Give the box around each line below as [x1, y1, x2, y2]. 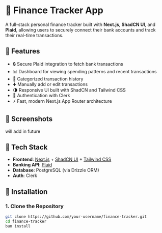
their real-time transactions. [5, 32, 64, 38]
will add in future [5, 128, 41, 134]
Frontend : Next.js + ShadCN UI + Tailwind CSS [12, 156, 112, 162]
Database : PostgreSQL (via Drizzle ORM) [12, 167, 99, 173]
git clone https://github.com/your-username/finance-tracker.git [5, 214, 147, 219]
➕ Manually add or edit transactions [12, 81, 88, 87]
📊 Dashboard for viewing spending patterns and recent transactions [12, 68, 157, 74]
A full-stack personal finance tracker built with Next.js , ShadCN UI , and [5, 21, 156, 27]
